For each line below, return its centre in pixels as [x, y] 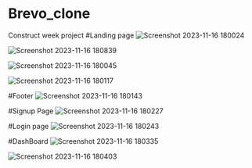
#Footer [21, 95]
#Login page [29, 126]
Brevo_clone [49, 14]
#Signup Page [31, 111]
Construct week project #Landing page [71, 35]
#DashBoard [28, 141]
